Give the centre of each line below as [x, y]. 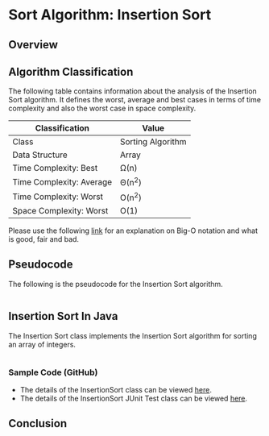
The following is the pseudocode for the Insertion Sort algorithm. [116, 284]
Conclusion [38, 424]
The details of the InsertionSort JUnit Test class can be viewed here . [134, 398]
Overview [33, 45]
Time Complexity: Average [62, 182]
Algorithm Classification [71, 71]
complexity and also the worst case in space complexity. [102, 108]
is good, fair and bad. [43, 239]
